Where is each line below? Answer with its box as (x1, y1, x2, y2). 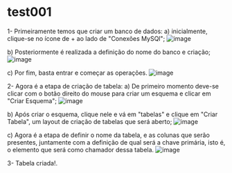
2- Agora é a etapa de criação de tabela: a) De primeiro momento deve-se (7, 82, 220, 90)
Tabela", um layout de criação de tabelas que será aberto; (7, 117, 172, 125)
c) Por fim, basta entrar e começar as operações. (7, 69, 148, 77)
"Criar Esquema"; (7, 96, 57, 104)
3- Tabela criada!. (7, 158, 57, 167)
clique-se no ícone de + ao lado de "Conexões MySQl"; (7, 34, 166, 42)
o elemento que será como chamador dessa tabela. (7, 145, 154, 154)
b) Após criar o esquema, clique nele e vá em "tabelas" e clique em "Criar (7, 110, 218, 118)
